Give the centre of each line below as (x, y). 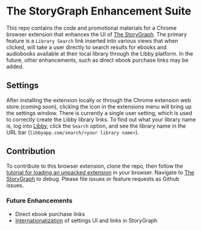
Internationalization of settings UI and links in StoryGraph (86, 220)
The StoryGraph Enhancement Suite (99, 11)
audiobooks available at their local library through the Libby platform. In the (100, 53)
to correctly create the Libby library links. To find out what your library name (101, 119)
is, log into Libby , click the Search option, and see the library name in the (96, 126)
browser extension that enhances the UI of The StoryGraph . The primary (97, 34)
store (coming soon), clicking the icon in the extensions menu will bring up (99, 107)
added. (15, 66)
